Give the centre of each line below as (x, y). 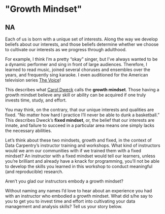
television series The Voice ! (33, 80)
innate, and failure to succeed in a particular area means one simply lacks (80, 125)
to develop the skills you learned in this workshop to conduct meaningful (79, 166)
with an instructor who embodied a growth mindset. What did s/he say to (79, 196)
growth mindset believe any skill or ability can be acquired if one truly (76, 95)
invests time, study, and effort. (36, 100)
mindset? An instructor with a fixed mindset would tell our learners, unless (80, 156)
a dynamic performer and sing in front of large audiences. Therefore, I (76, 64)
